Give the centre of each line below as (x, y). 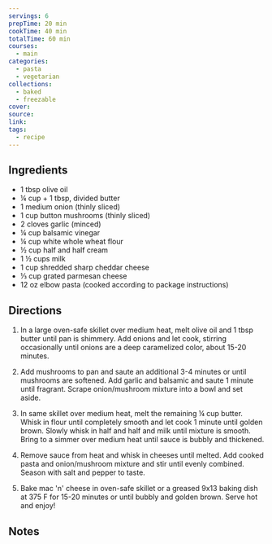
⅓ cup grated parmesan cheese (73, 276)
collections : (30, 84)
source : (22, 115)
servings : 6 (28, 16)
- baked (29, 92)
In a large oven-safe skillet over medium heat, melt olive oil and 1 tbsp (137, 330)
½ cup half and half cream (64, 250)
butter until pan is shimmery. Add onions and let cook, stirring (123, 339)
